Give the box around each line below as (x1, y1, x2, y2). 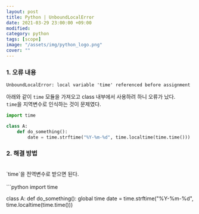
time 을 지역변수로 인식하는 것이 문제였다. (6, 100, 101, 108)
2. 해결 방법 (6, 149, 38, 158)
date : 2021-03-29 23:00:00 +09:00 (6, 20, 92, 26)
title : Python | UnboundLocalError (6, 14, 95, 20)
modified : (6, 25, 31, 32)
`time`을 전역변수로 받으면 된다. (6, 170, 79, 177)
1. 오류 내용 (6, 68, 36, 76)
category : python (6, 31, 49, 37)
